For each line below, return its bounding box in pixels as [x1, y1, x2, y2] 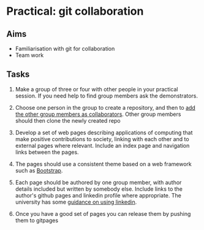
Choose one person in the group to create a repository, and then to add [15, 104, 196, 111]
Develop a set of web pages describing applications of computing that [15, 129, 193, 136]
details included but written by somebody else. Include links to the [15, 185, 183, 193]
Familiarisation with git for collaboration [15, 45, 115, 52]
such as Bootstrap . [15, 167, 63, 174]
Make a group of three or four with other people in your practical [15, 85, 178, 93]
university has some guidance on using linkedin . [15, 198, 137, 205]
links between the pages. [15, 148, 79, 156]
